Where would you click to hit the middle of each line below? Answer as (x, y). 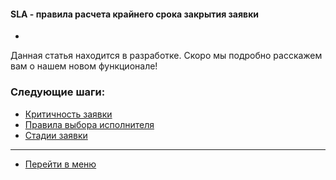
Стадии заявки (56, 135)
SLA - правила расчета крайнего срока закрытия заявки (135, 14)
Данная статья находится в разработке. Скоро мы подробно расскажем (166, 56)
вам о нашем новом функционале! (84, 66)
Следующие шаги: (58, 92)
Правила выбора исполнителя (89, 124)
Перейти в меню (60, 164)
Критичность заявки (68, 114)
